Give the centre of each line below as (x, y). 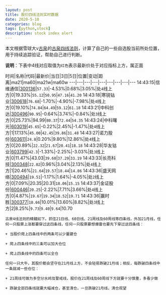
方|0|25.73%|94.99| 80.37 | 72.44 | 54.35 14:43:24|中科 (59, 120)
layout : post (19, 10)
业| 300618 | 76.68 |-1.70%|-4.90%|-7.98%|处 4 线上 (56, 101)
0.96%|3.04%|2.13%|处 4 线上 (72, 164)
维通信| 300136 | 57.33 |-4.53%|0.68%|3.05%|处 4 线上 (59, 88)
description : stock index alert (39, 33)
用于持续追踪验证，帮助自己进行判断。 (45, 54)
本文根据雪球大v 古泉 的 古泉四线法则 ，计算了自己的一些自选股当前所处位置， (84, 48)
